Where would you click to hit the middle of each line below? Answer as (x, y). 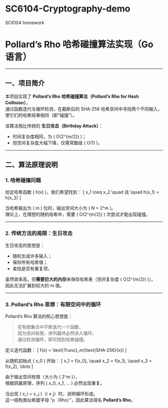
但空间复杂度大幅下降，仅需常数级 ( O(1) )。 (57, 143)
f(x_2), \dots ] (19, 366)
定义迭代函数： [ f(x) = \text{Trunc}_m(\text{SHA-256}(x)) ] (66, 350)
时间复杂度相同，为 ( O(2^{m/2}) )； (49, 137)
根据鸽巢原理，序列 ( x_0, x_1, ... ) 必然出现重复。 (55, 383)
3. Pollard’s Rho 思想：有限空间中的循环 (53, 304)
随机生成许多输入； (32, 256)
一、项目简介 (25, 83)
